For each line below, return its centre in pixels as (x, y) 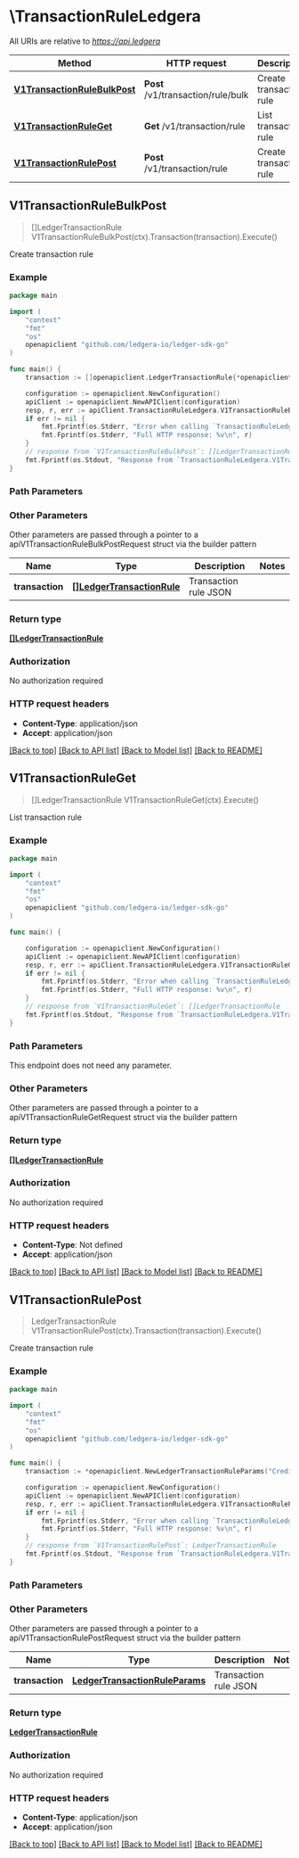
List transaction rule (46, 817)
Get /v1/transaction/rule (195, 126)
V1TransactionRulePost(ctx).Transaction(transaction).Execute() (146, 1330)
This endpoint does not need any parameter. (90, 1065)
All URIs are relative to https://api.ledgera (85, 41)
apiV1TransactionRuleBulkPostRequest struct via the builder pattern (133, 544)
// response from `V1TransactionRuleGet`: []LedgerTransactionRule (153, 1007)
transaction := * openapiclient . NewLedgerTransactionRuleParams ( (147, 1472)
